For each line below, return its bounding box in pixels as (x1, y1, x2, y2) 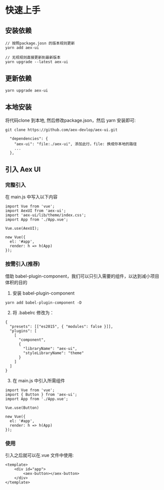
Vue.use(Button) (5, 405, 39, 410)
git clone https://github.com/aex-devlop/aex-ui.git (5, 127, 118, 132)
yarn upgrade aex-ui (5, 88, 49, 93)
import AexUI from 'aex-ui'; (5, 208, 66, 214)
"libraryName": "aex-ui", (23, 346, 78, 351)
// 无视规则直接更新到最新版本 (5, 55, 61, 60)
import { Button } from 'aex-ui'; (5, 392, 78, 397)
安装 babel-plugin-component (12, 290, 75, 296)
